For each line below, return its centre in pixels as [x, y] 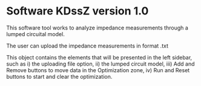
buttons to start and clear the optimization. [59, 76]
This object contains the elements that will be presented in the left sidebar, [99, 57]
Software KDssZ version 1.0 [77, 11]
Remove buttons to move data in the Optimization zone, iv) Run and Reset [98, 70]
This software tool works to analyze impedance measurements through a [97, 28]
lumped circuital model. [35, 34]
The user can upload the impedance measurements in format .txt [87, 46]
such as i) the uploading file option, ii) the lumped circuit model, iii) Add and [100, 64]
